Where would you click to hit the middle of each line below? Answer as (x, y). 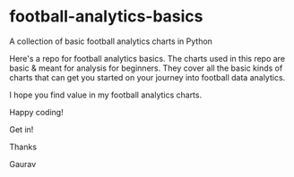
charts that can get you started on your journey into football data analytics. (147, 77)
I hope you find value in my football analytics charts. (106, 95)
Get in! (22, 129)
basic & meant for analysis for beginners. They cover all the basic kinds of (146, 68)
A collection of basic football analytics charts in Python (111, 41)
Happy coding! (37, 112)
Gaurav (23, 164)
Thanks (23, 147)
